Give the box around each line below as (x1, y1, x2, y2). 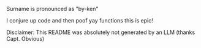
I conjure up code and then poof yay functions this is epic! (6, 17, 153, 24)
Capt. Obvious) (6, 35, 45, 42)
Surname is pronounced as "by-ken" (6, 5, 99, 12)
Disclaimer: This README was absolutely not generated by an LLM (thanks (6, 29, 195, 36)
